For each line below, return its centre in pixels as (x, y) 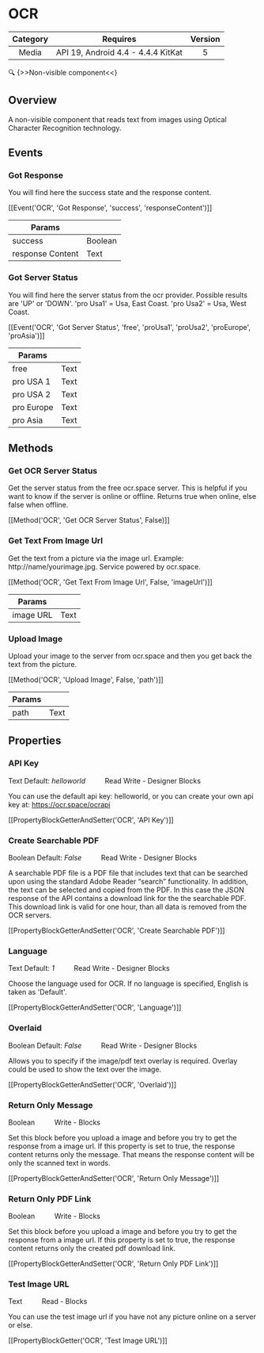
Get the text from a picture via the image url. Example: (96, 558)
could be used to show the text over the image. (85, 1069)
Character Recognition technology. (65, 128)
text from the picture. (43, 665)
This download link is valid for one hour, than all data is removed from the (128, 906)
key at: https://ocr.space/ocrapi (59, 804)
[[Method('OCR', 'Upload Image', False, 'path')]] (86, 680)
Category (30, 39)
